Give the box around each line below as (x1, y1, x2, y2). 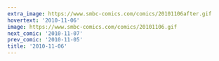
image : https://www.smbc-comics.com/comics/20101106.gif (7, 23, 178, 30)
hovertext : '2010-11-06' (7, 17, 80, 24)
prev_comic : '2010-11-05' (7, 36, 83, 43)
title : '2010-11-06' (7, 43, 68, 50)
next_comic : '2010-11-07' (7, 29, 83, 37)
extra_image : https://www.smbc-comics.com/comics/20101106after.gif (7, 10, 212, 18)
